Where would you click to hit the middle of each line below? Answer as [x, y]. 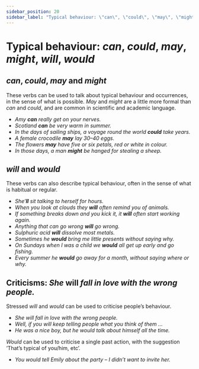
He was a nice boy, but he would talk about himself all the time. [92, 331]
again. [23, 220]
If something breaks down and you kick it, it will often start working [97, 214]
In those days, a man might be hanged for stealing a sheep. [88, 150]
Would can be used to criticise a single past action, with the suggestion [93, 342]
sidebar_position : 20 [33, 12]
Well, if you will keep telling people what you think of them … [89, 324]
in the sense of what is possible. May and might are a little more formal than [99, 101]
